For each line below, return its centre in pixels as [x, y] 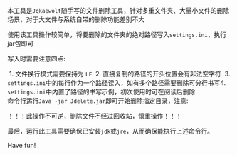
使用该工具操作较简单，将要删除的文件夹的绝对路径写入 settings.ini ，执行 [117, 35]
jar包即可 [21, 44]
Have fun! [22, 145]
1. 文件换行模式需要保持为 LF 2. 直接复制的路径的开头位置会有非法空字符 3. [120, 74]
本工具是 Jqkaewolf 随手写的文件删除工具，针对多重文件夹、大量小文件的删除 [118, 10]
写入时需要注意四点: [37, 59]
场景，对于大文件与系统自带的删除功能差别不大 [76, 19]
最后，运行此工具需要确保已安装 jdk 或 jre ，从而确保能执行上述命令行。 [110, 131]
